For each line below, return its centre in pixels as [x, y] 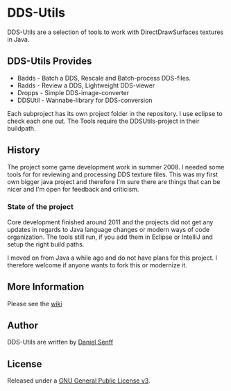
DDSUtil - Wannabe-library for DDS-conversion [85, 100]
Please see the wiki [35, 303]
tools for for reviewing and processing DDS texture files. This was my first [113, 174]
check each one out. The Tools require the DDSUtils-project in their [103, 121]
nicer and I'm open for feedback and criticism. [73, 189]
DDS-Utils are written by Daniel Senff [60, 342]
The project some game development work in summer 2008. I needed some [116, 167]
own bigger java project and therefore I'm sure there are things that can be [114, 181]
